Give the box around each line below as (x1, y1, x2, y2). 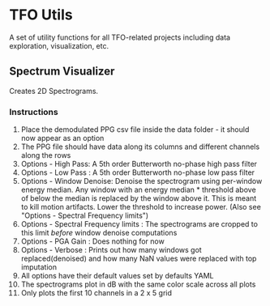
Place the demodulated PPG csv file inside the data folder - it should (20, 125, 250, 134)
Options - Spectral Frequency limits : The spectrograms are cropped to (20, 219, 259, 229)
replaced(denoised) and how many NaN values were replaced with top (20, 253, 257, 264)
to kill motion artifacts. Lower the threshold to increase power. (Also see (20, 202, 262, 212)
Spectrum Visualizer (9, 65, 115, 79)
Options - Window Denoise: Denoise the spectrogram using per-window (20, 176, 263, 186)
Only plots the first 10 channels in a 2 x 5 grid (20, 288, 173, 298)
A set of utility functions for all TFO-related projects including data (9, 32, 230, 42)
